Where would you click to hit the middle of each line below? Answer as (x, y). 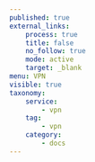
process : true (52, 34)
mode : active (50, 59)
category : (44, 135)
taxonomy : (28, 93)
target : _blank (54, 68)
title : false (50, 43)
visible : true (36, 85)
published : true (39, 18)
